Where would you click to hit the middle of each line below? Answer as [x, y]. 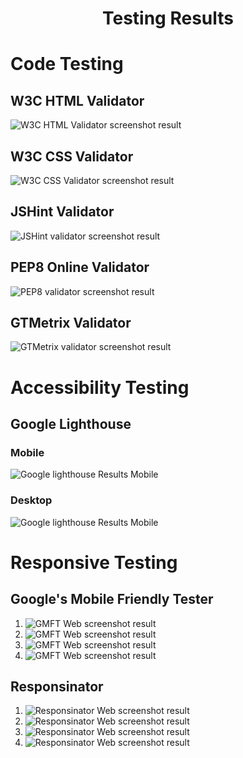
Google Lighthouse [71, 424]
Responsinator [57, 686]
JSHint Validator [62, 212]
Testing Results [168, 18]
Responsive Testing [94, 562]
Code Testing [67, 64]
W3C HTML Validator [77, 100]
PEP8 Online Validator [80, 267]
